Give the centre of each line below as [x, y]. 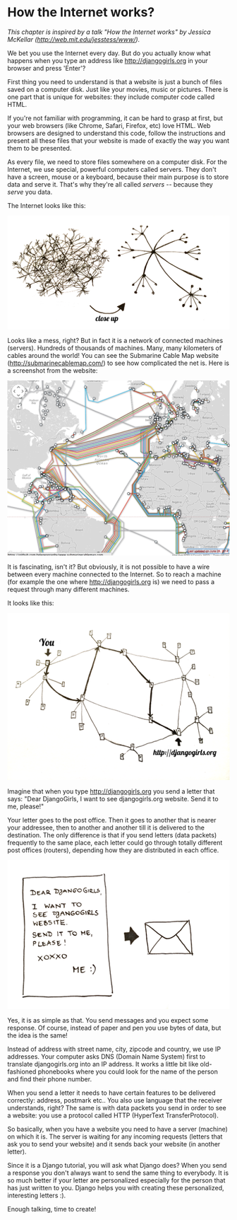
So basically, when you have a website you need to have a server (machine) [117, 1129]
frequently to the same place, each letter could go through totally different [115, 842]
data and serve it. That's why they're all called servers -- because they [110, 184]
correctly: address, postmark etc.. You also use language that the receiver [115, 1100]
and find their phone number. [50, 1079]
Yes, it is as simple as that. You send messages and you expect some [108, 1021]
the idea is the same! [38, 1035]
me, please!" [26, 806]
